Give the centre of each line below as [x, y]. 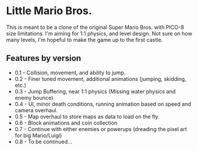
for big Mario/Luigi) [38, 135]
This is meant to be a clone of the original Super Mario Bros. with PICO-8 [95, 27]
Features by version [44, 58]
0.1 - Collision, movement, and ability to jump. [70, 73]
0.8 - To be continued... [43, 141]
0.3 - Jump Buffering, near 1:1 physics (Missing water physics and [95, 91]
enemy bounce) [34, 97]
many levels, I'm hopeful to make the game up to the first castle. [84, 40]
